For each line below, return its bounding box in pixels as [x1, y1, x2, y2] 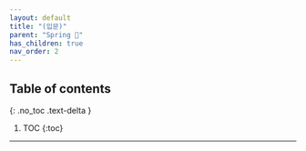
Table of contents [9, 81, 111, 96]
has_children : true [9, 38, 84, 48]
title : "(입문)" [9, 22, 67, 31]
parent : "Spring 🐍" [9, 30, 84, 39]
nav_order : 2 [9, 47, 59, 56]
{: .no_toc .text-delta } [9, 105, 92, 116]
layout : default [9, 13, 71, 23]
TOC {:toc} [22, 122, 64, 133]
